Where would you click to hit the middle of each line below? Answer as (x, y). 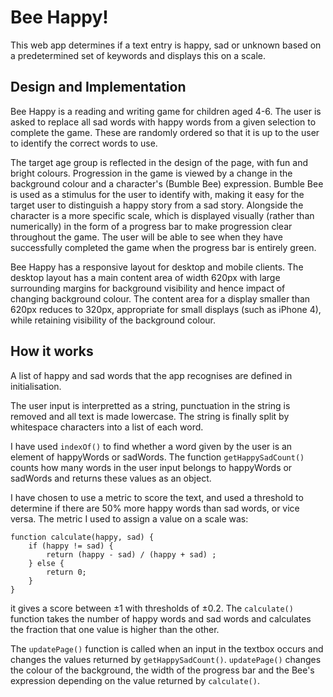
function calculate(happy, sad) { (82, 537)
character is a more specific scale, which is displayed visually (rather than (162, 215)
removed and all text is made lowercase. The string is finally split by (150, 416)
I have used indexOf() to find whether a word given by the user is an (151, 446)
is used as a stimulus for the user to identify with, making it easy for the (157, 194)
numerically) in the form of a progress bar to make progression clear (151, 226)
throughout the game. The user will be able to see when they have (146, 237)
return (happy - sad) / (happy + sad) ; (131, 554)
